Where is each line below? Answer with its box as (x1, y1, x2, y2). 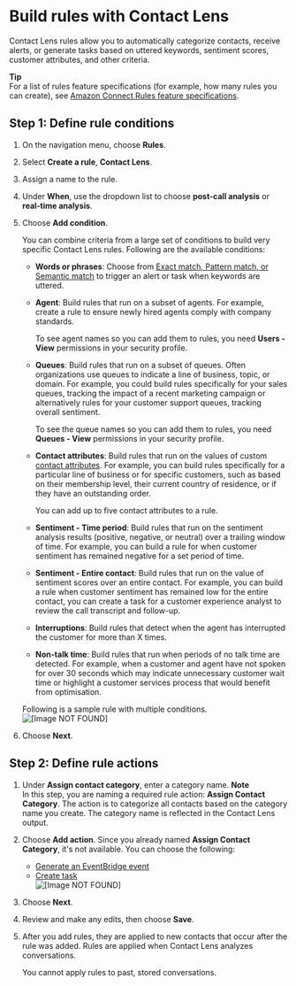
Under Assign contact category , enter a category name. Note (21, 779, 250, 790)
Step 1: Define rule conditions (9, 116, 175, 131)
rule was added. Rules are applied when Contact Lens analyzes (21, 940, 254, 951)
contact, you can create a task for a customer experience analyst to (34, 596, 282, 606)
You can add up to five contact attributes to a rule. (34, 505, 218, 515)
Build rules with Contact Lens (9, 6, 230, 27)
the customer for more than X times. (34, 631, 168, 643)
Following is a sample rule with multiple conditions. (21, 704, 208, 714)
